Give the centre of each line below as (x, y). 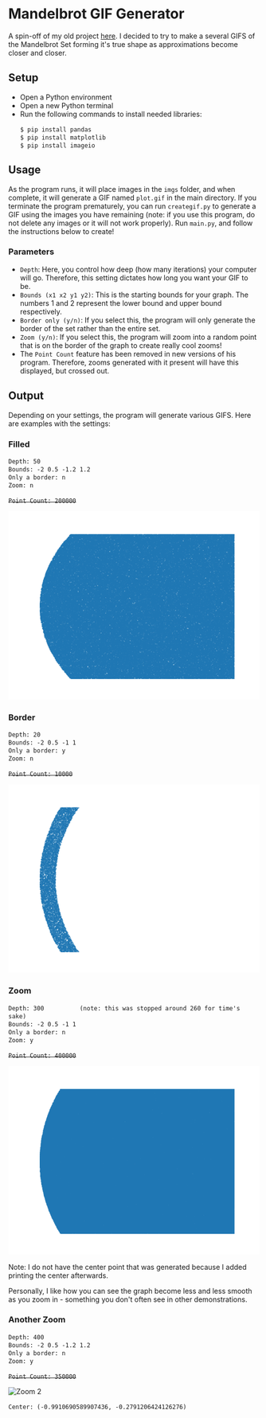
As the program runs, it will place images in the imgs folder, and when (122, 189)
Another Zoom (37, 1320)
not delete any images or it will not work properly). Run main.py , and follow (131, 223)
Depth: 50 (25, 461)
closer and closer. (37, 53)
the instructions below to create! (61, 231)
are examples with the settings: (60, 424)
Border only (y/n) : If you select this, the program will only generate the (138, 320)
